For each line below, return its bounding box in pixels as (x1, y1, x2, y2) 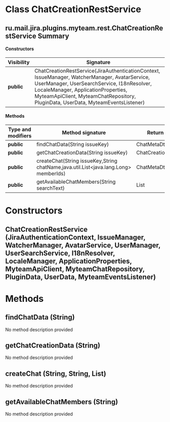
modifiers (8, 132, 32, 139)
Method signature (62, 129, 106, 136)
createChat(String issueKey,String (36, 157, 117, 164)
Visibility (8, 58, 30, 65)
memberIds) (36, 170, 66, 177)
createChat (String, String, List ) (5, 369, 106, 378)
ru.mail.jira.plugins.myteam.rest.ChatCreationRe (5, 24, 163, 32)
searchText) (36, 184, 65, 191)
